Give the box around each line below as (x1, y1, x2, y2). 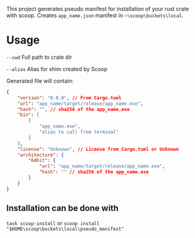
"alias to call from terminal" (39, 129, 119, 136)
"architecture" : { (17, 152, 64, 158)
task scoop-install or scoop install (6, 219, 100, 226)
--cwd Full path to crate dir (6, 53, 72, 61)
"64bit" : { (28, 158, 56, 164)
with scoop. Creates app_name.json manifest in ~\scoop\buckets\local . (6, 12, 184, 19)
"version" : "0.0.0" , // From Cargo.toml (17, 94, 122, 101)
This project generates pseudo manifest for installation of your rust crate (6, 6, 189, 12)
